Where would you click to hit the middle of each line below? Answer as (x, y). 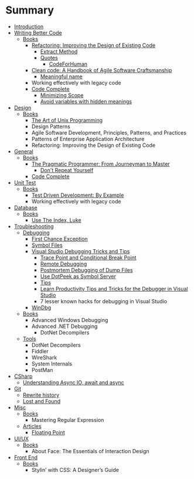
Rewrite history (41, 395)
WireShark (44, 357)
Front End (26, 457)
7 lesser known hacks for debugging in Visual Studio (104, 301)
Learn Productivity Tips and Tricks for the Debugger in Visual (114, 289)
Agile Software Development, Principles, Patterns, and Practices (109, 132)
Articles (32, 426)
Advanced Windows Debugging (70, 320)
